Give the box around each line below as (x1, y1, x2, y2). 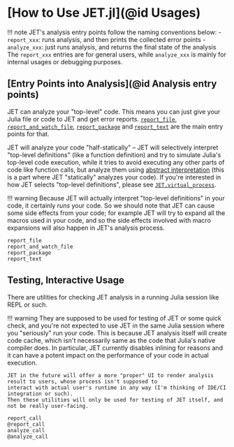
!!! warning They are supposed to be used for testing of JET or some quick (7, 314, 222, 322)
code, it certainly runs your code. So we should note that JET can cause (7, 201, 215, 210)
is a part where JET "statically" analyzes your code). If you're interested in (7, 173, 221, 181)
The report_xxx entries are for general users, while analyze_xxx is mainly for (7, 50, 227, 59)
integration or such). (7, 390, 73, 397)
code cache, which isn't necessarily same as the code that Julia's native (7, 336, 216, 344)
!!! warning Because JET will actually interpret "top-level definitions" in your (7, 193, 225, 202)
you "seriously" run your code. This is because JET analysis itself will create (7, 328, 227, 337)
